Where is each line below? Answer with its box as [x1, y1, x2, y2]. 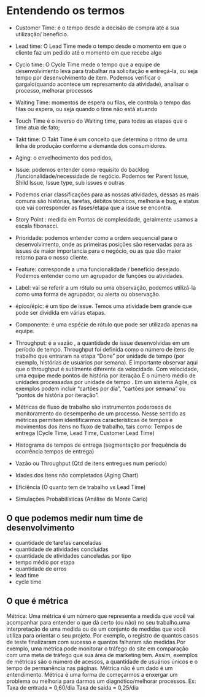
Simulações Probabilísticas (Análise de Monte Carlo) [15, 495, 149, 503]
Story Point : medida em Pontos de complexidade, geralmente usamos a [15, 215, 198, 223]
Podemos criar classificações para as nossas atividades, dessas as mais [15, 191, 199, 198]
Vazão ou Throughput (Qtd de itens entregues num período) [15, 460, 168, 467]
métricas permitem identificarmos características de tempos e [15, 416, 173, 423]
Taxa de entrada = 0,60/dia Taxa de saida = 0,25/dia [6, 684, 139, 691]
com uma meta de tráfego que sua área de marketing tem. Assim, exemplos [6, 651, 198, 658]
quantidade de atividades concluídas [15, 545, 109, 553]
